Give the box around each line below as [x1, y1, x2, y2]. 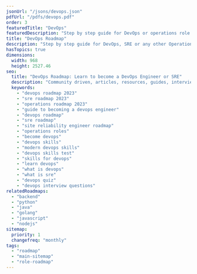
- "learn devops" [16, 161, 59, 167]
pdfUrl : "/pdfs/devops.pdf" [6, 14, 75, 20]
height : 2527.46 [11, 63, 51, 69]
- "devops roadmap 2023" [16, 90, 77, 96]
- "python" [11, 199, 38, 205]
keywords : [11, 85, 35, 91]
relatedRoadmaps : [6, 188, 49, 194]
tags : [6, 242, 19, 249]
